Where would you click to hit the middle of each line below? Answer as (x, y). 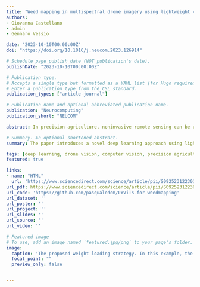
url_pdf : (17, 187)
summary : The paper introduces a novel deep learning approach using (94, 143)
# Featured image (28, 237)
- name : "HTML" (25, 176)
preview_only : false (37, 265)
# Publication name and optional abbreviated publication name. (87, 105)
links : (14, 170)
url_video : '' (24, 226)
